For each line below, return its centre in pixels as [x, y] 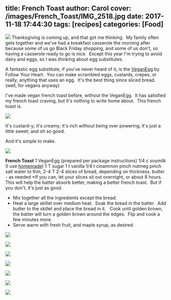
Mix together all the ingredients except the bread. [65, 198]
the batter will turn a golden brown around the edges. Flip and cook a [86, 214]
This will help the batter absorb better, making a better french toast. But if [83, 182]
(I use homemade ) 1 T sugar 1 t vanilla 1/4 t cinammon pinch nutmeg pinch [83, 166]
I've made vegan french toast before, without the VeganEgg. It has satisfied [85, 95]
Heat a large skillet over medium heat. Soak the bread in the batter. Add [89, 203]
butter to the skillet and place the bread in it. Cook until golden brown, [88, 208]
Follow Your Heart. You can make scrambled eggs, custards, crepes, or [81, 74]
